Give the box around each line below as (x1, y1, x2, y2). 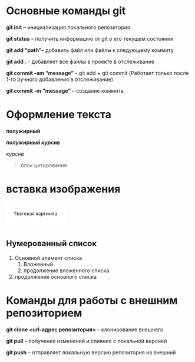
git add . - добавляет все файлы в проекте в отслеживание (6, 58, 155, 65)
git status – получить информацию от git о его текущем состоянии (6, 35, 174, 42)
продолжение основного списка (14, 273, 97, 280)
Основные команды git (6, 4, 126, 18)
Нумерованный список (6, 239, 97, 249)
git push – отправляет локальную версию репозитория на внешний (6, 348, 176, 356)
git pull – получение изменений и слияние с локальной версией (6, 337, 167, 344)
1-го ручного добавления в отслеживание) (6, 76, 114, 83)
